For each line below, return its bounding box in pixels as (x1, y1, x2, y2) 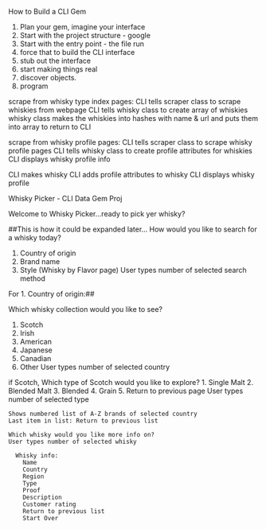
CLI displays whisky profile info (8, 154, 111, 164)
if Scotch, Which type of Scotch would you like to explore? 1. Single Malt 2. (8, 378, 253, 387)
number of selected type (8, 395, 89, 404)
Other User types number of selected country (19, 362, 170, 371)
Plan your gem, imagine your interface (19, 22, 146, 31)
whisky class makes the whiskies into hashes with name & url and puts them (8, 114, 259, 123)
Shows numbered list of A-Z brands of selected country (8, 410, 198, 418)
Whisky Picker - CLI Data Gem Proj (8, 194, 123, 203)
